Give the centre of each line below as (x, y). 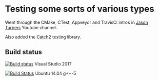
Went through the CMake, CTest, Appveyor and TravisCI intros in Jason (77, 22)
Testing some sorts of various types (80, 9)
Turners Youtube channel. (31, 27)
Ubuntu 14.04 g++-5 (56, 73)
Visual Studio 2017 (53, 64)
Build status (24, 52)
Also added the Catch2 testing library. (43, 37)
